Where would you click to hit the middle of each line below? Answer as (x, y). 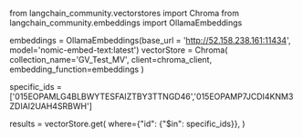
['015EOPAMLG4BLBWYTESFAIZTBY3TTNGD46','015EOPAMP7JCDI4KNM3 (151, 96)
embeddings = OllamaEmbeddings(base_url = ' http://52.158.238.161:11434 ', (150, 40)
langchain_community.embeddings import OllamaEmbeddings (126, 23)
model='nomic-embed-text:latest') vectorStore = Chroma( (119, 50)
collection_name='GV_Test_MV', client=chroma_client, (111, 59)
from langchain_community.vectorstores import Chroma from (125, 13)
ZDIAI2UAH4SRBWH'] (51, 106)
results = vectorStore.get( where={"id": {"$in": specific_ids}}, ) (127, 123)
